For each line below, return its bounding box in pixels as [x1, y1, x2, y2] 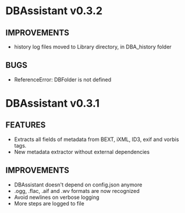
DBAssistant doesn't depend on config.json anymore [14, 181, 143, 188]
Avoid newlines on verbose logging [14, 194, 100, 201]
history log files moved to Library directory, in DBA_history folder [14, 43, 172, 50]
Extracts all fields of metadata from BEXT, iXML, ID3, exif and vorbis [14, 136, 179, 143]
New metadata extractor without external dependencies [14, 148, 150, 155]
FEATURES [5, 120, 46, 130]
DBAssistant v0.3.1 [5, 97, 100, 110]
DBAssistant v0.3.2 [5, 4, 103, 18]
